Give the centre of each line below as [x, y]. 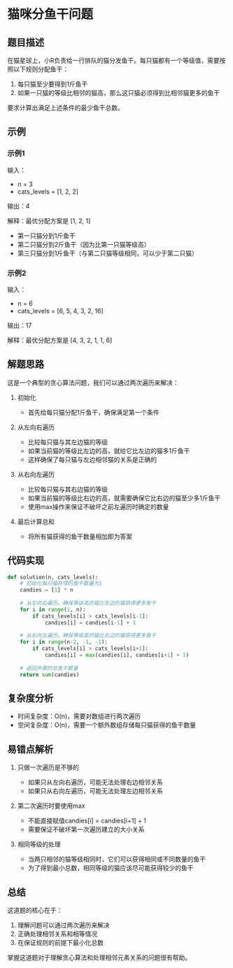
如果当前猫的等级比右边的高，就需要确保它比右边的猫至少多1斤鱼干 [124, 498]
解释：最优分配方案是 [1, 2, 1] [49, 220]
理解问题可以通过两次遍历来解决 [63, 925]
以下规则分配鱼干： [41, 69]
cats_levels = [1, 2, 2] [48, 191]
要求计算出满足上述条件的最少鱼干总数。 [65, 108]
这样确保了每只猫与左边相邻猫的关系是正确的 [92, 460]
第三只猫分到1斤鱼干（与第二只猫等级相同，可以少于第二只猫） [107, 253]
